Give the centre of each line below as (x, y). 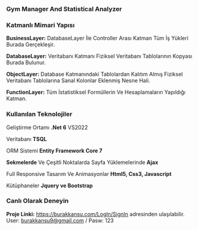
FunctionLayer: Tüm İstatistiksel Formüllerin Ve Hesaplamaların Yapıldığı (96, 92)
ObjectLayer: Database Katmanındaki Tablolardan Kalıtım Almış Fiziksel (94, 74)
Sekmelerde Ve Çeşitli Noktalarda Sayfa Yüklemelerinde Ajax (82, 162)
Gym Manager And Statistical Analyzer (64, 9)
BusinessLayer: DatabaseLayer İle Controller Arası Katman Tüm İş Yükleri (97, 38)
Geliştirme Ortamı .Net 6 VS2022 (47, 127)
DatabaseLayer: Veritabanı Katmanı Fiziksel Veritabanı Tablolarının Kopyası (99, 56)
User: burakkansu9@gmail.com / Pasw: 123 (60, 220)
